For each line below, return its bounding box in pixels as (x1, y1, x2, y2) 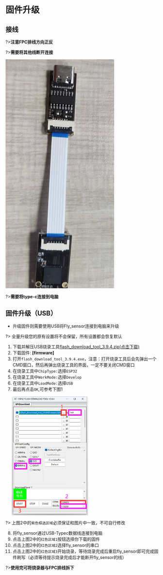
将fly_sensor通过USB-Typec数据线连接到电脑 (12, 530, 103, 536)
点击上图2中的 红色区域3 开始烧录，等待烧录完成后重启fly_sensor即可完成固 (12, 548, 159, 554)
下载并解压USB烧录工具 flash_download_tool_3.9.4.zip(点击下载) (12, 343, 140, 350)
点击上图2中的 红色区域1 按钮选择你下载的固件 (12, 536, 100, 542)
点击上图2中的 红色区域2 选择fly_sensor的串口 (12, 542, 99, 548)
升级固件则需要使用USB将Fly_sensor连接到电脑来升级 (12, 323, 119, 329)
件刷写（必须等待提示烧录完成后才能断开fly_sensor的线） (12, 555, 127, 560)
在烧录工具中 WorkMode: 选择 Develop (12, 374, 82, 380)
